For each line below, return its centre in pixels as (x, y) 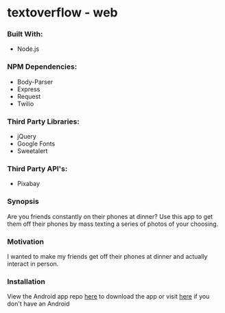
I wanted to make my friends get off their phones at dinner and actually (107, 256)
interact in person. (33, 264)
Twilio (25, 104)
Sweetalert (32, 151)
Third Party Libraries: (44, 121)
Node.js (28, 49)
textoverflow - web (62, 13)
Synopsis (23, 202)
